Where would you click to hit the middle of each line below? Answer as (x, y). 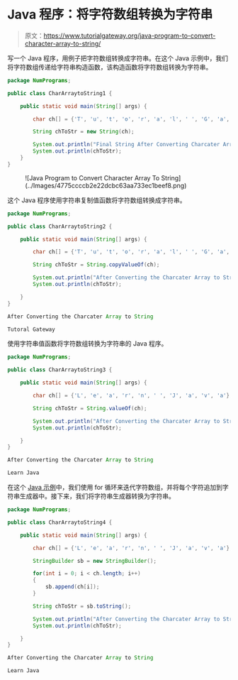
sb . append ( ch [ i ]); (72, 587)
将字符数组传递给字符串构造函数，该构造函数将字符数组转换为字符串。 (110, 67)
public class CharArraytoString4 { (60, 522)
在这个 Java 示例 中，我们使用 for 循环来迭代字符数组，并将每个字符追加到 (115, 488)
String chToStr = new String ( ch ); (84, 132)
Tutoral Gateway (31, 329)
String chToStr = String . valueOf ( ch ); (90, 408)
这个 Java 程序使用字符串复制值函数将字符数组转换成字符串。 (97, 200)
